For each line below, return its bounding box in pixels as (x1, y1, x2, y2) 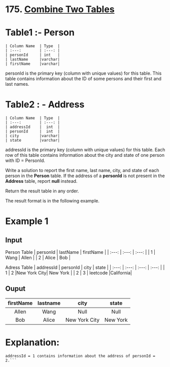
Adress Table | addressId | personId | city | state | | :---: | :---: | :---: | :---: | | (5, 264, 165, 271)
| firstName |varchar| (5, 61, 60, 66)
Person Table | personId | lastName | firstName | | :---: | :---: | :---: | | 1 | (5, 249, 156, 255)
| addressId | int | (5, 124, 60, 130)
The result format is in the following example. (5, 198, 100, 204)
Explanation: (5, 337, 60, 348)
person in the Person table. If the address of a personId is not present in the (5, 173, 165, 179)
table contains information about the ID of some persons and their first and (5, 76, 161, 82)
